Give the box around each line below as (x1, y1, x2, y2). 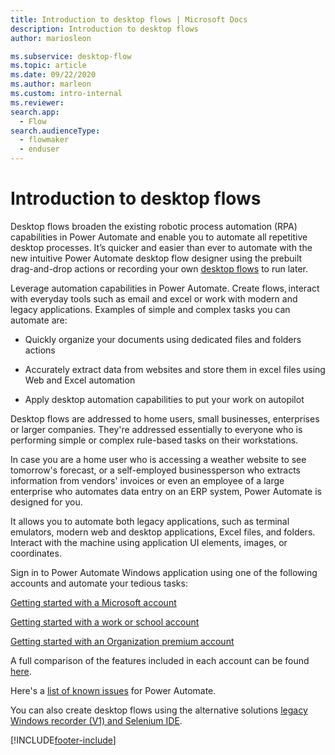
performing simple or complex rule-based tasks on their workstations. (10, 434, 299, 446)
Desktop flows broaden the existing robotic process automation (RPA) (10, 220, 298, 232)
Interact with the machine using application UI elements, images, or (10, 536, 288, 548)
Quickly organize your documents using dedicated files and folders (24, 333, 302, 345)
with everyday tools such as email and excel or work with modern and (10, 292, 298, 305)
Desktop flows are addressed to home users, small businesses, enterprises (10, 412, 320, 425)
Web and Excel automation (24, 374, 136, 386)
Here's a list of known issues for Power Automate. (10, 684, 217, 696)
